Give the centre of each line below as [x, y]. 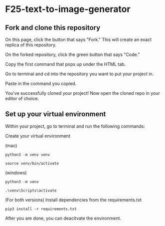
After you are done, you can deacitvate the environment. [63, 218]
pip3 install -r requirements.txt [41, 209]
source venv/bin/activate [32, 163]
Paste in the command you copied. [41, 84]
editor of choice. [22, 99]
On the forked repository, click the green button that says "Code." [73, 54]
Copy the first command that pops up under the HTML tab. [66, 64]
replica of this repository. [31, 45]
